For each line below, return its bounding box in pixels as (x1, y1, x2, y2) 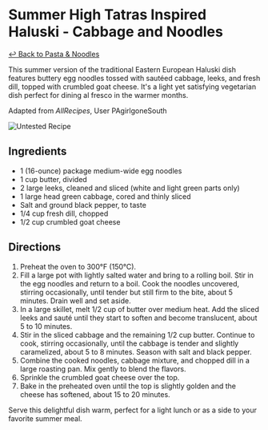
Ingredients (8, 144, 67, 158)
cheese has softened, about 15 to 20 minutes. (19, 389, 170, 399)
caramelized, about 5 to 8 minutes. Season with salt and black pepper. (19, 347, 252, 356)
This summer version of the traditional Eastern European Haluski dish (8, 64, 236, 74)
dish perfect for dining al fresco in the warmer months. (8, 90, 189, 99)
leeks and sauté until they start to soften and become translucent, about (19, 313, 258, 322)
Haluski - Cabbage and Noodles (8, 22, 224, 41)
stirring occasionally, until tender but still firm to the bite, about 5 (19, 287, 234, 297)
